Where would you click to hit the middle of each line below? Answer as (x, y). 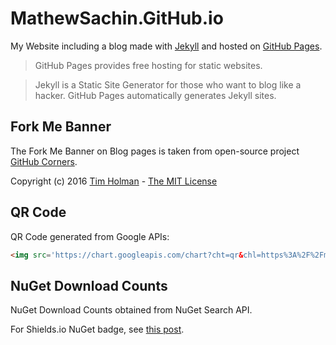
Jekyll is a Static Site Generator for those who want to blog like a (168, 84)
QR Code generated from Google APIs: (90, 236)
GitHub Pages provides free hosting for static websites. (148, 65)
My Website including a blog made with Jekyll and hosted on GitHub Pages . (166, 46)
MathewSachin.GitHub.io (117, 18)
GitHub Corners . (44, 161)
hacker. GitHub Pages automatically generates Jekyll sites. (155, 95)
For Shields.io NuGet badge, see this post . (97, 329)
